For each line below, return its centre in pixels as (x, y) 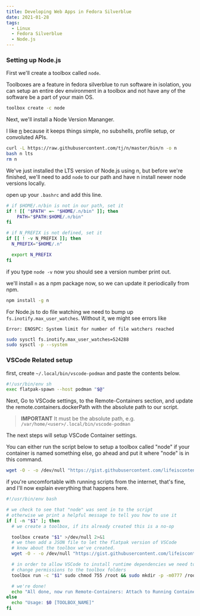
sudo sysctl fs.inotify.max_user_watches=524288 (68, 340)
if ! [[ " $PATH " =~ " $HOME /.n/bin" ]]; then (62, 211)
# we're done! (29, 586)
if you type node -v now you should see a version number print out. (89, 272)
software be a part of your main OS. (50, 97)
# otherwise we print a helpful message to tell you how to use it (92, 515)
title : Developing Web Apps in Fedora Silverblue (69, 12)
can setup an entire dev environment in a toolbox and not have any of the (96, 91)
